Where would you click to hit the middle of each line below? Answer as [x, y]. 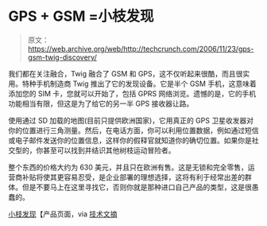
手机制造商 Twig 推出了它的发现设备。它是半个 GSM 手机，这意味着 [146, 84]
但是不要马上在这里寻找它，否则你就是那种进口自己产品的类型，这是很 [137, 187]
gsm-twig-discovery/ [62, 57]
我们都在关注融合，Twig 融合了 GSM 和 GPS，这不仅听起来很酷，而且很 [126, 73]
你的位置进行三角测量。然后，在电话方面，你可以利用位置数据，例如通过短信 [133, 130]
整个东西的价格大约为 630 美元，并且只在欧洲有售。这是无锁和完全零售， [128, 167]
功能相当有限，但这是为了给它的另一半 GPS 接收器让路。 [101, 103]
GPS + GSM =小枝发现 [81, 16]
